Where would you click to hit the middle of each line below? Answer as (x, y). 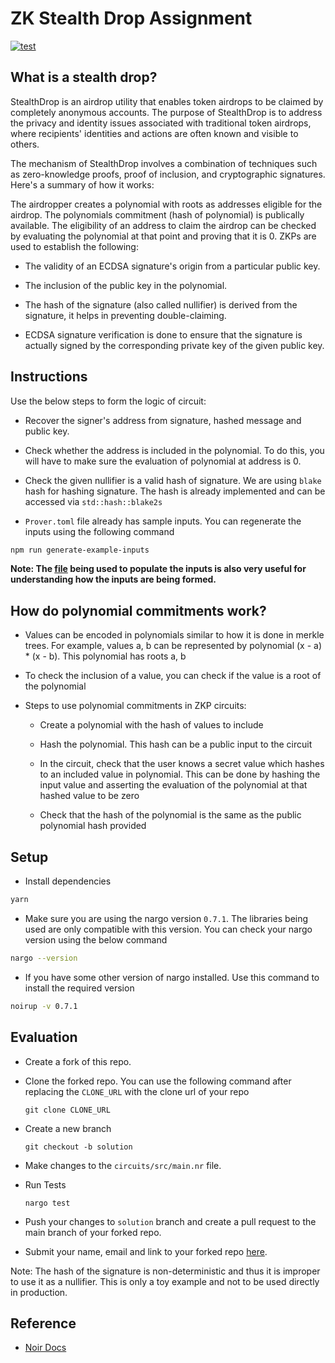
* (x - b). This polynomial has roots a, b (105, 656)
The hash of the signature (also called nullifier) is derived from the (161, 304)
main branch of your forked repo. (93, 1232)
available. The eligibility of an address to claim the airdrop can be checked (163, 225)
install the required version (79, 988)
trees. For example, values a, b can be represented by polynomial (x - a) (173, 646)
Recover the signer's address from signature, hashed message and (163, 420)
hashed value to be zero (89, 796)
